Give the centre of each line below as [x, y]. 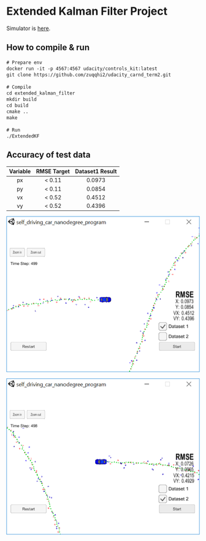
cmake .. [17, 112]
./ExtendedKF [23, 136]
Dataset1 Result [96, 171]
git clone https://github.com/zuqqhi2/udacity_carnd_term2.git [89, 75]
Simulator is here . [29, 28]
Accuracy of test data [48, 155]
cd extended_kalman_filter [41, 93]
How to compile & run [48, 48]
